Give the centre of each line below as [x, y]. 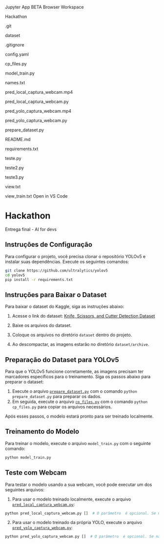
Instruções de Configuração [49, 245]
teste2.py [15, 168]
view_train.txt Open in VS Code [36, 196]
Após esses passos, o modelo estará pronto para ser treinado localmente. [79, 416]
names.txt [15, 83]
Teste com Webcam [36, 473]
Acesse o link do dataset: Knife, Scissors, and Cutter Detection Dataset [83, 316]
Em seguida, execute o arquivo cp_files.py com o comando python [80, 402]
